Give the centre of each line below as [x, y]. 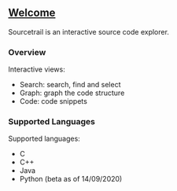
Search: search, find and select [70, 85]
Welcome [32, 13]
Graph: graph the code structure [72, 93]
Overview [27, 52]
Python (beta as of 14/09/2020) [71, 179]
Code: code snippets [53, 101]
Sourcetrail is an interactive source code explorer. [88, 31]
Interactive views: [37, 69]
